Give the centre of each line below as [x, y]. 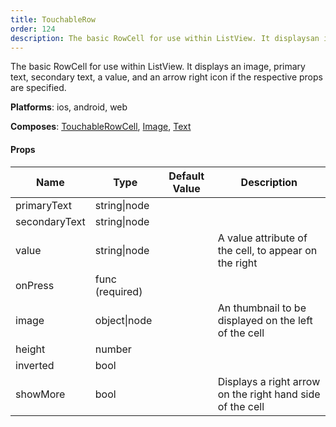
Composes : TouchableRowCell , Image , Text [101, 127]
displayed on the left [265, 320]
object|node [123, 320]
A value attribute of [262, 238]
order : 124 [33, 29]
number [113, 349]
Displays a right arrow [269, 381]
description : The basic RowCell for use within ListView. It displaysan [165, 38]
